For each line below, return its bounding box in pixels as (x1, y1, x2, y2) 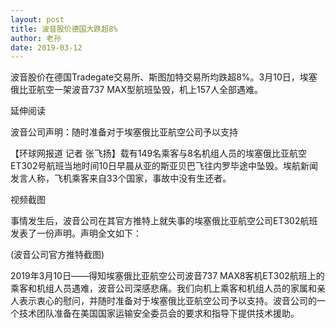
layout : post (10, 14, 65, 25)
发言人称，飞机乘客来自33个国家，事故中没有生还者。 (10, 172, 232, 185)
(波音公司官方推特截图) (10, 249, 105, 261)
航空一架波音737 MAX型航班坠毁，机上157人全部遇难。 (36, 84, 263, 96)
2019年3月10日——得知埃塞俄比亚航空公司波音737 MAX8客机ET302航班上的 (10, 270, 325, 282)
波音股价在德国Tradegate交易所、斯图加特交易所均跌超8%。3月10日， (10, 71, 300, 83)
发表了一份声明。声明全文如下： (10, 227, 142, 240)
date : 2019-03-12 (10, 42, 83, 53)
